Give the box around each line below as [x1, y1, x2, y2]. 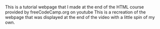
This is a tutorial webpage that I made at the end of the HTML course [5, 4, 144, 10]
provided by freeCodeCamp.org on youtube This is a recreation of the [5, 9, 146, 15]
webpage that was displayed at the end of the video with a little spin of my [5, 14, 155, 20]
